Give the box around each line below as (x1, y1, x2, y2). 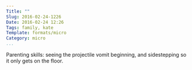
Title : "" (6, 8, 30, 14)
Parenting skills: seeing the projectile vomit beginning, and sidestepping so (6, 51, 187, 58)
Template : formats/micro (6, 30, 67, 36)
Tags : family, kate (6, 24, 54, 31)
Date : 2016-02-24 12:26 (6, 19, 64, 25)
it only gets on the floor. (6, 57, 63, 64)
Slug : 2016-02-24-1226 (6, 14, 61, 20)
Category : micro (6, 35, 46, 41)
